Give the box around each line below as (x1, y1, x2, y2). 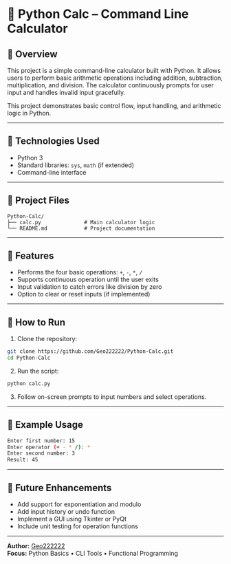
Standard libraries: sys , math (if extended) (16, 161, 135, 169)
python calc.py (7, 380, 51, 387)
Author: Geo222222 (7, 542, 65, 550)
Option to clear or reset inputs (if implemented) (16, 290, 151, 299)
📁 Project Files (7, 195, 70, 206)
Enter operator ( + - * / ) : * (7, 444, 91, 451)
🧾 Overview (7, 48, 58, 60)
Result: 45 (7, 457, 38, 464)
